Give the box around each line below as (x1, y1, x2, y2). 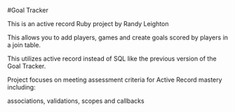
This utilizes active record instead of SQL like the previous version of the (7, 54, 217, 63)
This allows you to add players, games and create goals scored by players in (7, 33, 229, 42)
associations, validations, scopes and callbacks (7, 97, 145, 105)
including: (7, 83, 36, 91)
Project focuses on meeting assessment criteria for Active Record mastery (7, 75, 222, 84)
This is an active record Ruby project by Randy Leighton (7, 20, 170, 27)
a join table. (7, 41, 41, 49)
